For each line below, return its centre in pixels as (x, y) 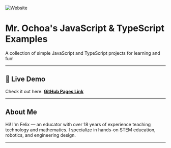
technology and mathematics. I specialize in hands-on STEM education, (81, 130)
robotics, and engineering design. (41, 135)
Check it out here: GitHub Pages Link (45, 91)
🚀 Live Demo (25, 79)
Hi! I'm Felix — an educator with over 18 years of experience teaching (78, 124)
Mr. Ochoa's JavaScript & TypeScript (85, 28)
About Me (21, 112)
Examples (26, 39)
